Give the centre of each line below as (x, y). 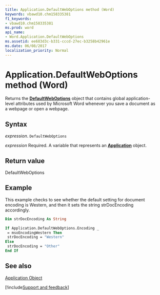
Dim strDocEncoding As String (36, 219)
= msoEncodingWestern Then (35, 232)
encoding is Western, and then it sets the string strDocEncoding (69, 205)
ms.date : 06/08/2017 (26, 46)
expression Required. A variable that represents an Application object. (76, 146)
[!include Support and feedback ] (37, 287)
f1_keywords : (18, 19)
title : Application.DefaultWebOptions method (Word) (60, 10)
